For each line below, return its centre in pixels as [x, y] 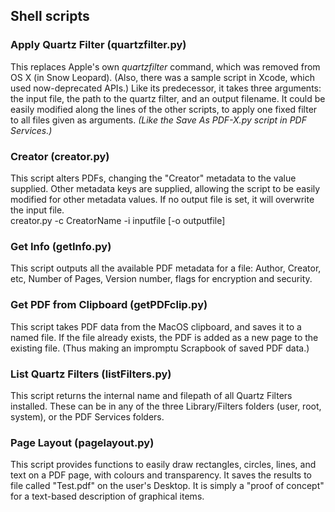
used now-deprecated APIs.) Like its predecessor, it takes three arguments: [166, 88]
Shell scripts [50, 16]
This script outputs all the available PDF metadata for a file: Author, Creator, [166, 268]
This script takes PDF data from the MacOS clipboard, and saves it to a [156, 326]
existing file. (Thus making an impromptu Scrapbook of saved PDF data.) [160, 348]
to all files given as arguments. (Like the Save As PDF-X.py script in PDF [158, 120]
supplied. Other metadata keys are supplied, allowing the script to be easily [165, 188]
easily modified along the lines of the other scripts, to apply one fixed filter [164, 109]
